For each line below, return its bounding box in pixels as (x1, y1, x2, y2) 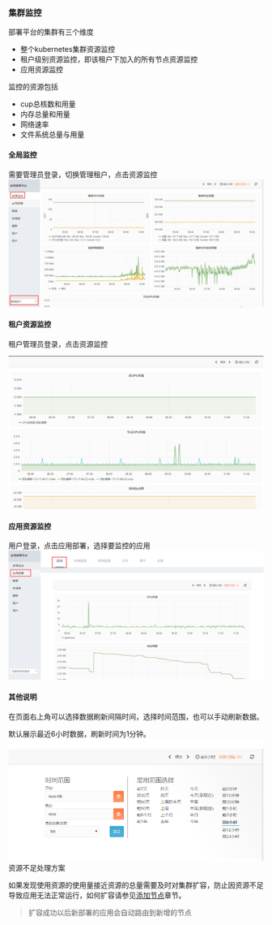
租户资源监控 (8, 319, 51, 330)
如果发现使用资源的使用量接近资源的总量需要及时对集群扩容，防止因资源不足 (8, 880, 264, 890)
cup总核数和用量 (19, 99, 76, 109)
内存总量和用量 (19, 110, 70, 119)
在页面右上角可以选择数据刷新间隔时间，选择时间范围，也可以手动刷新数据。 (8, 711, 264, 721)
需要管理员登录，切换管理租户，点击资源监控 (8, 169, 158, 179)
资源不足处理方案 (8, 863, 66, 873)
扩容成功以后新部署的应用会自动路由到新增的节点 (28, 908, 192, 918)
